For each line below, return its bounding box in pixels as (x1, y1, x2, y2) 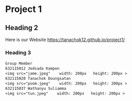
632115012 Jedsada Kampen (5, 66, 59, 71)
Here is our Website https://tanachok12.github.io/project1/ (5, 36, 125, 42)
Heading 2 (5, 23, 39, 32)
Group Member (5, 61, 33, 66)
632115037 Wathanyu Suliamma (5, 86, 67, 91)
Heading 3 (5, 49, 31, 56)
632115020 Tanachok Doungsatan (5, 76, 71, 81)
